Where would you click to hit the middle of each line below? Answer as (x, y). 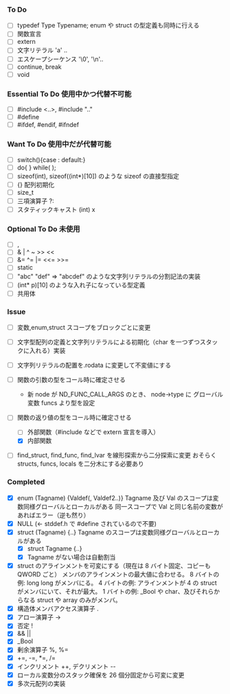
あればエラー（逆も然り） (53, 515)
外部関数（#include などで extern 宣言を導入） (93, 432)
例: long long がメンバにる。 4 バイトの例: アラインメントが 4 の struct (117, 583)
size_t (25, 192)
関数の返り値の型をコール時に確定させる (74, 418)
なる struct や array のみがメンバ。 (72, 600)
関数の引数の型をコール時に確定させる (71, 380)
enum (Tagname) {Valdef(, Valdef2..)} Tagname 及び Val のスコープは (115, 498)
